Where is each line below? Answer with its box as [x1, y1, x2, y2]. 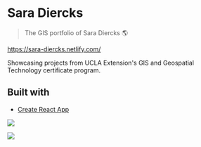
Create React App [17, 105, 70, 113]
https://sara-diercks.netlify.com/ [7, 44, 101, 53]
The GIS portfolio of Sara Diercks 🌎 [24, 28, 129, 37]
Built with [7, 87, 50, 98]
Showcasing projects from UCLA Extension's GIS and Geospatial [7, 58, 195, 67]
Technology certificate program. [7, 65, 100, 75]
